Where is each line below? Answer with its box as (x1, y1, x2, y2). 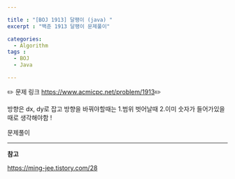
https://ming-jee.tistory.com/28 (7, 164, 98, 172)
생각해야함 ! (20, 113, 52, 122)
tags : (7, 48, 27, 56)
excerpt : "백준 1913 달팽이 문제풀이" (7, 22, 111, 30)
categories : (7, 36, 42, 43)
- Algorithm (13, 42, 49, 49)
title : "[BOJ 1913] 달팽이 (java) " (7, 16, 113, 23)
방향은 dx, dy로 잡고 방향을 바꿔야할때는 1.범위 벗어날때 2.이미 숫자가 (7, 104, 196, 113)
